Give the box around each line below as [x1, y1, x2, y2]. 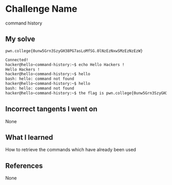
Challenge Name [5, 3, 78, 15]
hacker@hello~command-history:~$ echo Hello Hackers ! [5, 62, 125, 67]
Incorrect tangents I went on [5, 105, 98, 113]
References [5, 161, 43, 170]
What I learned [5, 133, 53, 142]
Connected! [5, 57, 29, 62]
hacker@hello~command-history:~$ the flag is [5, 90, 104, 96]
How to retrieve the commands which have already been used [5, 147, 137, 153]
